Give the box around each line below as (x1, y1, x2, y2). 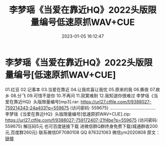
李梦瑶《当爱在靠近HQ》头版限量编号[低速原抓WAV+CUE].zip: (5, 111, 132, 117)
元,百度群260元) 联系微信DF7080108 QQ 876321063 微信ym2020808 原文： (5, 129, 160, 135)
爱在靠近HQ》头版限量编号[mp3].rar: (5, 98, 80, 104)
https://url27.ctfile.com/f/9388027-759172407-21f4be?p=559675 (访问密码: (5, 117, 159, 123)
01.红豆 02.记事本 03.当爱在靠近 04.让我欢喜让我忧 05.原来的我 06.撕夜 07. (5, 86, 156, 92)
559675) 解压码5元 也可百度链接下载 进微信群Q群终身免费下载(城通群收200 (5, 123, 158, 129)
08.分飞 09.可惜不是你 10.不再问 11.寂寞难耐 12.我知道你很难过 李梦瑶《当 (10, 93, 158, 98)
